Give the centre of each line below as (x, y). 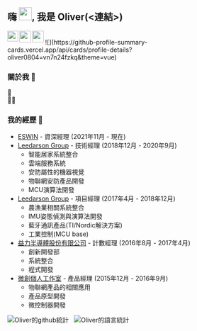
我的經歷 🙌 (26, 120)
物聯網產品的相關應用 (59, 287)
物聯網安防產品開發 (56, 181)
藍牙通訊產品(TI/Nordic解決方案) (75, 225)
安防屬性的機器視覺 (56, 172)
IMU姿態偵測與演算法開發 (65, 216)
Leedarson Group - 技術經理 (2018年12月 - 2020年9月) (97, 145)
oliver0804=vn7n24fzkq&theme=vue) (62, 57)
